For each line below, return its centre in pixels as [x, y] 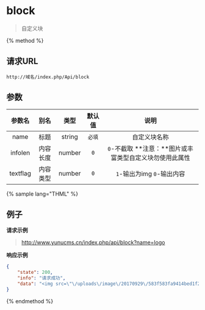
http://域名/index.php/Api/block [48, 77]
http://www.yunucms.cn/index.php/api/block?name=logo [93, 243]
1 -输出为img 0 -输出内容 [150, 174]
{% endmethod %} [30, 301]
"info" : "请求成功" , [41, 278]
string [70, 136]
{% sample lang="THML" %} [42, 194]
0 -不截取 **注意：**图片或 [147, 149]
